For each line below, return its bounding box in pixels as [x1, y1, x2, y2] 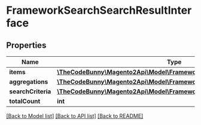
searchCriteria [9, 87, 51, 96]
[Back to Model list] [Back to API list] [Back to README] [6, 112, 144, 120]
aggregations [9, 78, 48, 86]
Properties [6, 40, 47, 50]
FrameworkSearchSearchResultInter [6, 4, 192, 17]
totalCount [9, 97, 41, 105]
